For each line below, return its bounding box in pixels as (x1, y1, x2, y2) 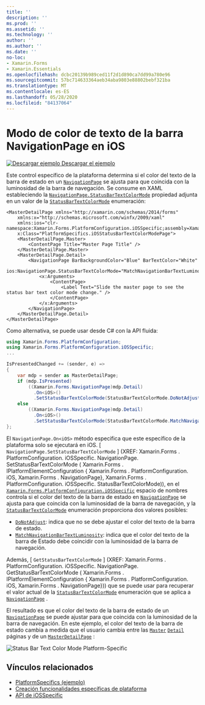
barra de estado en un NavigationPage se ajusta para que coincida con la (6, 178, 189, 185)
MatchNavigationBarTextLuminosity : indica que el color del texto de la (15, 531, 190, 538)
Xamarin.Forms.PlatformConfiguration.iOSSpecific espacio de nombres (6, 487, 188, 494)
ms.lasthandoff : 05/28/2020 (6, 94, 78, 100)
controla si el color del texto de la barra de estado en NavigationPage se (6, 493, 187, 500)
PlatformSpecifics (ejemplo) (15, 678, 85, 685)
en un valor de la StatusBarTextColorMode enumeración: (6, 197, 146, 205)
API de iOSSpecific (15, 692, 63, 699)
